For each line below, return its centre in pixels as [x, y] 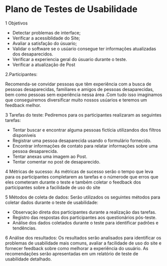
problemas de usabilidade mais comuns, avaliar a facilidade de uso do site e [83, 243]
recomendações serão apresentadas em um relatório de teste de [72, 253]
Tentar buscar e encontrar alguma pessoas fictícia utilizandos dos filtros [86, 130]
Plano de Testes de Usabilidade [72, 9]
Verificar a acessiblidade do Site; [46, 38]
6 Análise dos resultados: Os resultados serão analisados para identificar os [83, 237]
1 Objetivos [16, 23]
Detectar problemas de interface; [46, 32]
